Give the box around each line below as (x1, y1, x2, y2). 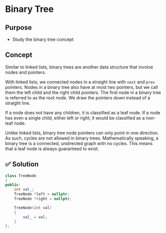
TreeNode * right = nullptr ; (14, 196, 72, 201)
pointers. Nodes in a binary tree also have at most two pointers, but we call (5, 84, 158, 90)
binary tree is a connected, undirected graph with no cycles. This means (5, 140, 153, 146)
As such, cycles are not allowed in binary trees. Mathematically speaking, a (5, 135, 159, 141)
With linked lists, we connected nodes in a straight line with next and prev (5, 78, 155, 85)
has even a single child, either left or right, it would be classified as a (5, 115, 145, 121)
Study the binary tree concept (12, 36, 74, 42)
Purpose (5, 23, 32, 32)
